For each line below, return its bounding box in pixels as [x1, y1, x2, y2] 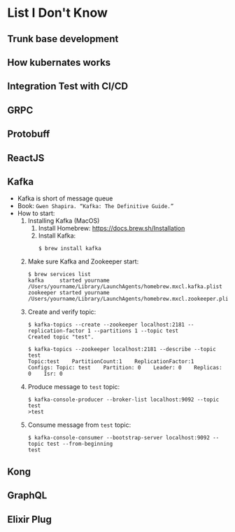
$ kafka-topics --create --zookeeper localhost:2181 [27, 321, 185, 329]
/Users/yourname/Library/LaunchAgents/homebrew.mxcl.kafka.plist [27, 283, 222, 290]
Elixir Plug [7, 513, 52, 525]
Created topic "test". [27, 334, 94, 341]
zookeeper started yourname [27, 289, 110, 296]
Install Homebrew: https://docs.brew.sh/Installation [38, 224, 185, 233]
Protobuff [7, 128, 50, 140]
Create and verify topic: [27, 308, 97, 316]
